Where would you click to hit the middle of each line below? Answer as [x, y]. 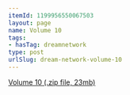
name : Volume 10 [35, 30]
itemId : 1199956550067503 [51, 15]
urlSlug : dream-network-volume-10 [65, 60]
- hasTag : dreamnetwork [48, 45]
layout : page [30, 23]
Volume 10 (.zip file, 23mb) [52, 82]
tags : [17, 38]
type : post [26, 52]
